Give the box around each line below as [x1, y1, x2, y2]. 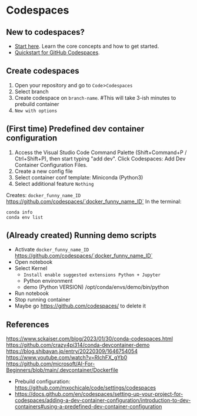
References [6, 319, 49, 329]
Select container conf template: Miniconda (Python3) [14, 173, 143, 181]
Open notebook [14, 258, 53, 266]
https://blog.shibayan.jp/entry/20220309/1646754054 [6, 348, 138, 355]
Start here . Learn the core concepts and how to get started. [14, 42, 159, 50]
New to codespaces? [6, 27, 85, 37]
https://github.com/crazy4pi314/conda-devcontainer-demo [6, 342, 150, 349]
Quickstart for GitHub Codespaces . [14, 49, 100, 56]
